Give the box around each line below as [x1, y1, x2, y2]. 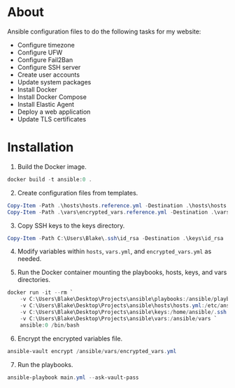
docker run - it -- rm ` [7, 289, 73, 297]
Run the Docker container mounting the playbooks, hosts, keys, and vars [17, 268, 227, 276]
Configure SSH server [17, 63, 81, 71]
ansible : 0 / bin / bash [20, 322, 80, 329]
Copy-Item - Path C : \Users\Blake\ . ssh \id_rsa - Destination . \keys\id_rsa [7, 234, 224, 241]
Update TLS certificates [17, 114, 86, 123]
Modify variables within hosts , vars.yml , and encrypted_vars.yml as [17, 247, 212, 255]
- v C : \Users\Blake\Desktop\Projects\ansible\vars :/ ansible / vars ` [20, 315, 218, 322]
